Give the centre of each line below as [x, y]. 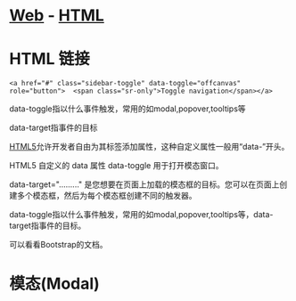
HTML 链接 [50, 59]
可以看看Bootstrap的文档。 [59, 245]
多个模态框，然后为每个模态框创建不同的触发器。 [107, 196]
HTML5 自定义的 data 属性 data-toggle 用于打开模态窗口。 [116, 166]
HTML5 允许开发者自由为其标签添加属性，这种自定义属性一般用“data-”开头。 [149, 147]
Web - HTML [57, 16]
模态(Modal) [54, 284]
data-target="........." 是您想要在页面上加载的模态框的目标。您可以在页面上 [144, 184]
